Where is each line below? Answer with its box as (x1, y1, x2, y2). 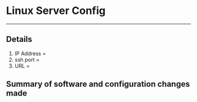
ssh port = (14, 56, 40, 63)
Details (6, 34, 32, 44)
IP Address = (14, 50, 46, 57)
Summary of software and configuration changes (6, 79, 191, 89)
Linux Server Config (6, 4, 106, 17)
